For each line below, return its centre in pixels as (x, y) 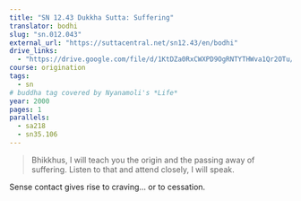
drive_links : (34, 51)
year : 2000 (30, 101)
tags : (19, 76)
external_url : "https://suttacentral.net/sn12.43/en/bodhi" (124, 43)
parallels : (30, 118)
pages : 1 (26, 109)
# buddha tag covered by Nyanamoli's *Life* (94, 92)
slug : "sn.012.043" (46, 34)
